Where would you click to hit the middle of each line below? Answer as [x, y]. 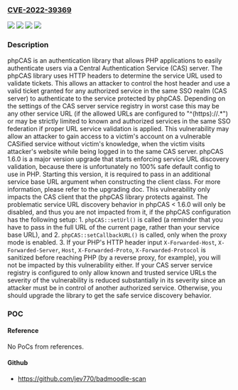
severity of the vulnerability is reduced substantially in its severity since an [117, 280]
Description [28, 45]
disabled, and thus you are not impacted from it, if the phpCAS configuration [119, 212]
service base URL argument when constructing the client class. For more [114, 181]
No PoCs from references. [45, 347]
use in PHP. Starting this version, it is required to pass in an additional [109, 174]
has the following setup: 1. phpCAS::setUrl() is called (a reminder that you [115, 220]
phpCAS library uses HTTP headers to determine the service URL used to [115, 76]
